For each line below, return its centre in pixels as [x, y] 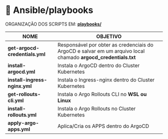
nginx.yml [20, 86]
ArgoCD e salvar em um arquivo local [101, 51]
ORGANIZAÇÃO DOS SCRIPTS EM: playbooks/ [53, 24]
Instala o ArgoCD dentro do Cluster [98, 65]
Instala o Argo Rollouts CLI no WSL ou [102, 94]
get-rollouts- [24, 94]
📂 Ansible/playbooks [49, 10]
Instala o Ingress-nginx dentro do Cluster [106, 79]
